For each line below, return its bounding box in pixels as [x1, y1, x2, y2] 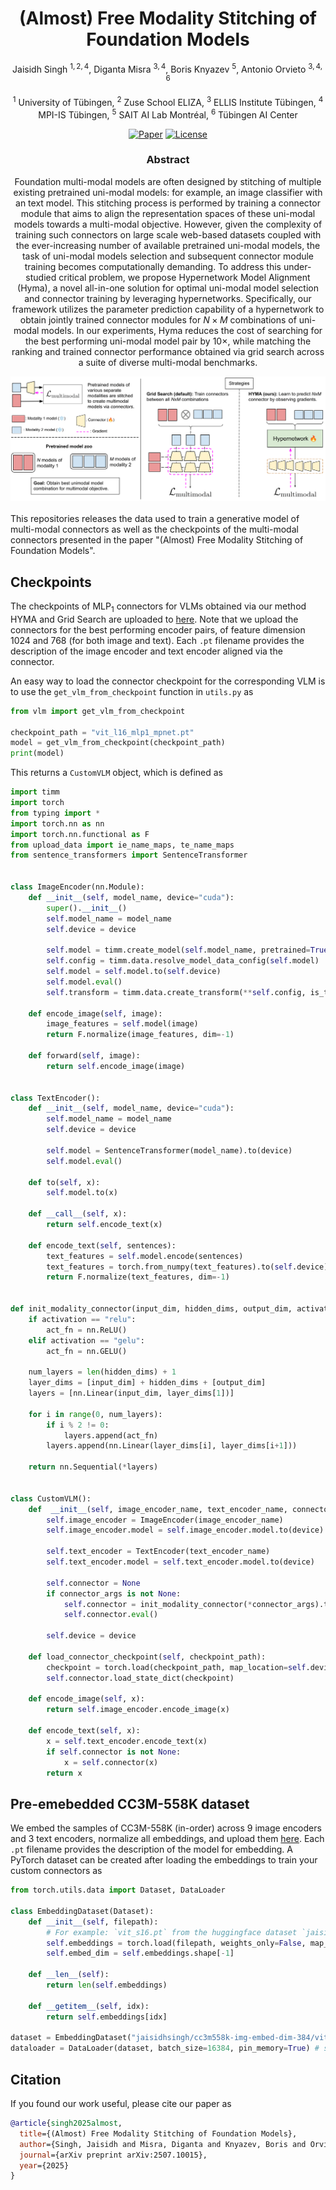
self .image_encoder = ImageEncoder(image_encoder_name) [46, 1515, 284, 1525]
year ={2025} [19, 2160, 70, 2171]
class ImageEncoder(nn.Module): [10, 882, 145, 892]
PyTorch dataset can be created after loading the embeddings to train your [10, 1854, 318, 1866]
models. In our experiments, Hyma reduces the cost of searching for [41, 324, 323, 336]
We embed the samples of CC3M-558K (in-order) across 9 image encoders [10, 1822, 322, 1834]
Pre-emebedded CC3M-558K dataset [10, 1795, 250, 1812]
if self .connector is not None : [46, 1747, 182, 1757]
